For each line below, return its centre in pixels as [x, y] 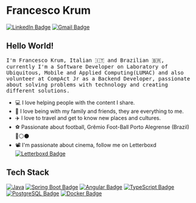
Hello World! [30, 46]
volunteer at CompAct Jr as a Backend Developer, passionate [98, 78]
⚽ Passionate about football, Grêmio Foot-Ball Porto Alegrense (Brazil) [102, 127]
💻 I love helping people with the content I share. [75, 102]
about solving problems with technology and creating [87, 84]
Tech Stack [28, 173]
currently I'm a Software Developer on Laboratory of [87, 66]
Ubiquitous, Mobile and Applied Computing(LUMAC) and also [95, 72]
